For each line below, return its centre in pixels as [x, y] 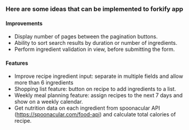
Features [17, 63]
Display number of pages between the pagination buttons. [86, 37]
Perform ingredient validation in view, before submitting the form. [94, 49]
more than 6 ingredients [44, 83]
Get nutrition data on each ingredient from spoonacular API [87, 108]
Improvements [24, 23]
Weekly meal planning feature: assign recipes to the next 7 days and [98, 95]
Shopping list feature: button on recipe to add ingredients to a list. [95, 89]
